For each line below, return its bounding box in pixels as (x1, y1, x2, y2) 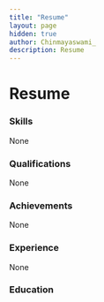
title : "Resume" (9, 12, 69, 22)
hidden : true (9, 29, 57, 38)
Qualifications (9, 157, 71, 170)
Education (9, 283, 55, 296)
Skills (9, 116, 33, 128)
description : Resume (9, 46, 85, 55)
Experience (9, 242, 59, 254)
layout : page (9, 21, 57, 30)
